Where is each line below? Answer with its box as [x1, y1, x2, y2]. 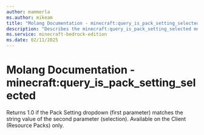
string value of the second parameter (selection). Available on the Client [6, 115, 186, 122]
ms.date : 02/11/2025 [6, 37, 59, 43]
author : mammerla [6, 8, 50, 15]
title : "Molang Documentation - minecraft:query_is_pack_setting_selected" [6, 20, 202, 26]
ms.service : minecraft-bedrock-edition [6, 31, 107, 38]
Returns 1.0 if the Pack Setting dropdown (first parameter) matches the [6, 108, 183, 116]
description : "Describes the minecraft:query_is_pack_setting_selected [6, 25, 191, 32]
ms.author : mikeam [6, 15, 53, 21]
